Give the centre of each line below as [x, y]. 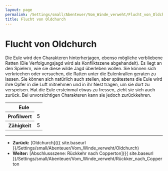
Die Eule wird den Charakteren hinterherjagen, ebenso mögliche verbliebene [84, 58]
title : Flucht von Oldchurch [35, 19]
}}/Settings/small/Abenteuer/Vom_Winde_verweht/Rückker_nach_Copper [87, 159]
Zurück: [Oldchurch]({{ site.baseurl [49, 143]
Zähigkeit [20, 126]
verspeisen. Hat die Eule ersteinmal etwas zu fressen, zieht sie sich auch [80, 90]
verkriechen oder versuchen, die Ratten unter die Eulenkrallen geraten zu [81, 74]
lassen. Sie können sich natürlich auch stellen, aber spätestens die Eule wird [84, 79]
